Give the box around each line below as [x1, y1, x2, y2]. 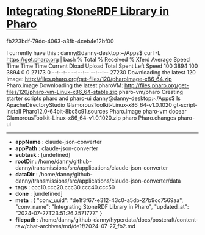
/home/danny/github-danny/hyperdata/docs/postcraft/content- [40, 215, 199, 223]
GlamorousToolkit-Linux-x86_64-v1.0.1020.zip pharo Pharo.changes [6, 114, 176, 121]
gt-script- [173, 101, 198, 108]
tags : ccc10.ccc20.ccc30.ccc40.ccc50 [15, 183, 115, 190]
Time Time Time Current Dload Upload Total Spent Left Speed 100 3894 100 [6, 62, 198, 70]
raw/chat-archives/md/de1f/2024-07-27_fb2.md [15, 222, 136, 230]
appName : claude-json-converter [15, 138, 102, 145]
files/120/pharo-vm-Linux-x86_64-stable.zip [6, 88, 118, 95]
